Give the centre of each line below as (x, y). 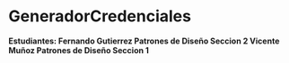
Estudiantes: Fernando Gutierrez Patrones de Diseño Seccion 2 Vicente (144, 41)
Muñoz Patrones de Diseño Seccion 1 (79, 50)
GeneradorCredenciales (100, 16)
